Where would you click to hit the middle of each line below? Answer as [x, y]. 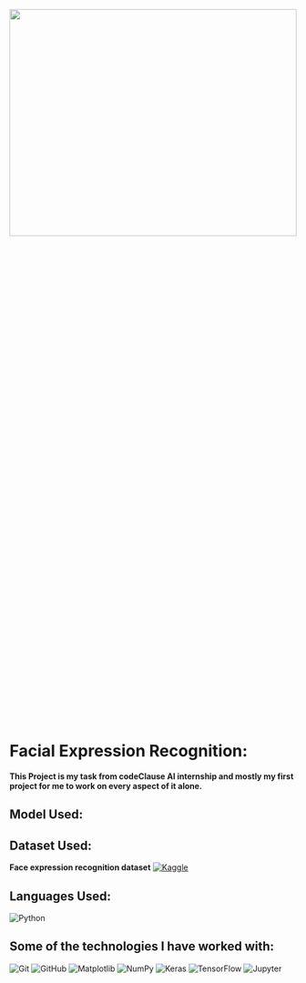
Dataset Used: [51, 845]
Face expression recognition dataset [80, 867]
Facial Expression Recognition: [129, 751]
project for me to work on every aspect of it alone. [106, 785]
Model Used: [46, 815]
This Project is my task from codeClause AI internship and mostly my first [152, 776]
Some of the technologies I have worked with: [142, 947]
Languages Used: [61, 896]
